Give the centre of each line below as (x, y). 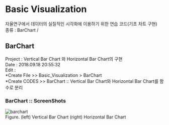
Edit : (11, 70)
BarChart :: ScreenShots (36, 100)
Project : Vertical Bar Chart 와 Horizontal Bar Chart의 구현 (64, 59)
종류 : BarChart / (22, 30)
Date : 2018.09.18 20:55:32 (33, 64)
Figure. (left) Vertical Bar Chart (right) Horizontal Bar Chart (66, 117)
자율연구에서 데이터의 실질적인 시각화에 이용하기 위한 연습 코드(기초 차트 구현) (81, 24)
